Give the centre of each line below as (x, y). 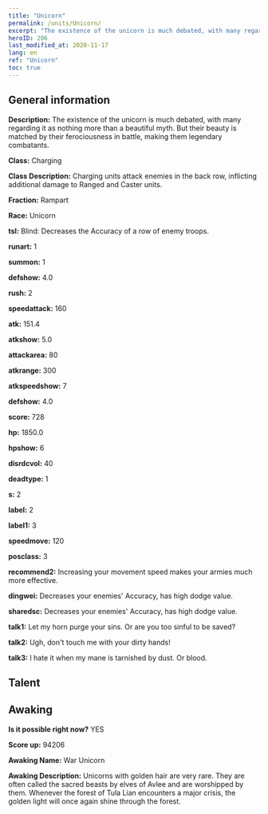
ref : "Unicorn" (33, 61)
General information (59, 100)
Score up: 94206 (37, 744)
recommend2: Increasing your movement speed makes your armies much (130, 572)
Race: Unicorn (32, 215)
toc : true (25, 68)
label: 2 (21, 509)
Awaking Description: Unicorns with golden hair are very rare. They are (126, 776)
